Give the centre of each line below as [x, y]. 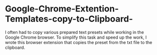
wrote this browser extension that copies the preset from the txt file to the [79, 42]
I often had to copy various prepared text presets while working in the [75, 32]
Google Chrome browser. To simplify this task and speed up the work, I [76, 37]
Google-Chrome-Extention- [62, 9]
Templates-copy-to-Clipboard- [69, 19]
